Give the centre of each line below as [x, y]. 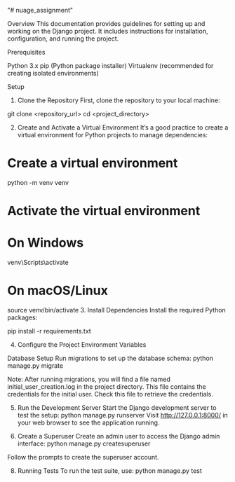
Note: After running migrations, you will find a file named [89, 379]
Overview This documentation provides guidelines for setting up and [106, 23]
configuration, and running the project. [63, 39]
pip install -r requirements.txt [49, 331]
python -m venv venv [38, 182]
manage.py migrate [35, 366]
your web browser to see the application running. [88, 422]
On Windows [46, 243]
